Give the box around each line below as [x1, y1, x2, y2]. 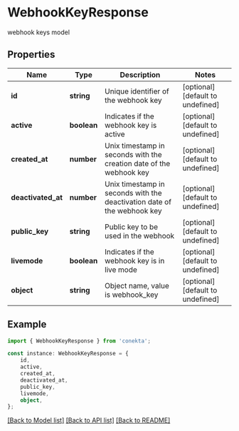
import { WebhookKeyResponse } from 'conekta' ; [7, 337, 152, 345]
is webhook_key [104, 290, 159, 300]
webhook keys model [7, 28, 70, 36]
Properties [7, 49, 55, 61]
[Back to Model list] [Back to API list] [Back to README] [7, 416, 171, 425]
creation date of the [104, 158, 171, 168]
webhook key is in [104, 255, 165, 265]
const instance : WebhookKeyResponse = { [7, 350, 129, 358]
